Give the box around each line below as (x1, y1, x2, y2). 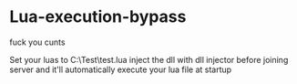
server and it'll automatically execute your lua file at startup (9, 64, 232, 75)
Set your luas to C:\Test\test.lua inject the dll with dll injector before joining (9, 54, 289, 65)
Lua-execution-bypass (9, 6, 187, 27)
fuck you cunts (9, 37, 66, 47)
